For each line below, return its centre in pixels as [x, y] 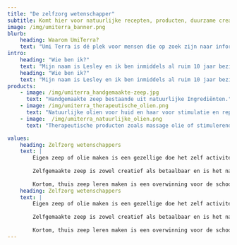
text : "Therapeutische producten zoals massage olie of [110, 125]
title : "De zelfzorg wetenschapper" [61, 14]
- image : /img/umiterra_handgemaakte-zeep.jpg [90, 92]
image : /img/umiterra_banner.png [56, 27]
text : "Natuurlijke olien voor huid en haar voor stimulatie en [122, 112]
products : [22, 86]
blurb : [17, 34]
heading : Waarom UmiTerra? [60, 40]
